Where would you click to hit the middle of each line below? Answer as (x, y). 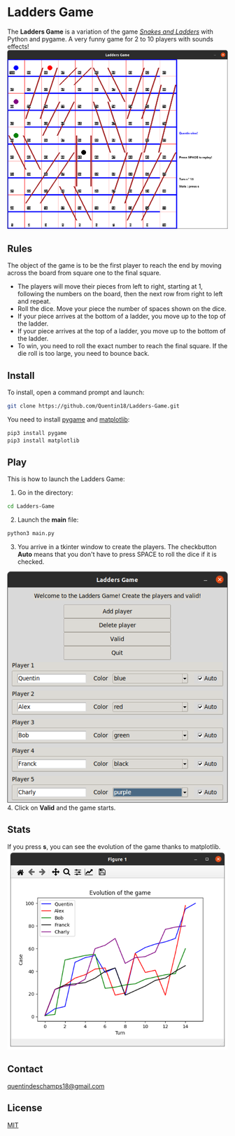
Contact (25, 1069)
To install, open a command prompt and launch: (76, 392)
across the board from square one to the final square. (84, 273)
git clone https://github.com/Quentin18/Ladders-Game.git (93, 406)
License (25, 1108)
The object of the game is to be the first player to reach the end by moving (114, 265)
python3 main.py (31, 534)
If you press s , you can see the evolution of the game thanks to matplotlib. (114, 846)
